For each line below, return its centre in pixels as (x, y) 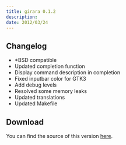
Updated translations (40, 98)
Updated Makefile (36, 103)
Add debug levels (36, 85)
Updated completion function (50, 66)
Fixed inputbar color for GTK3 (50, 79)
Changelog (27, 46)
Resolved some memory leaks (51, 91)
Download (25, 122)
